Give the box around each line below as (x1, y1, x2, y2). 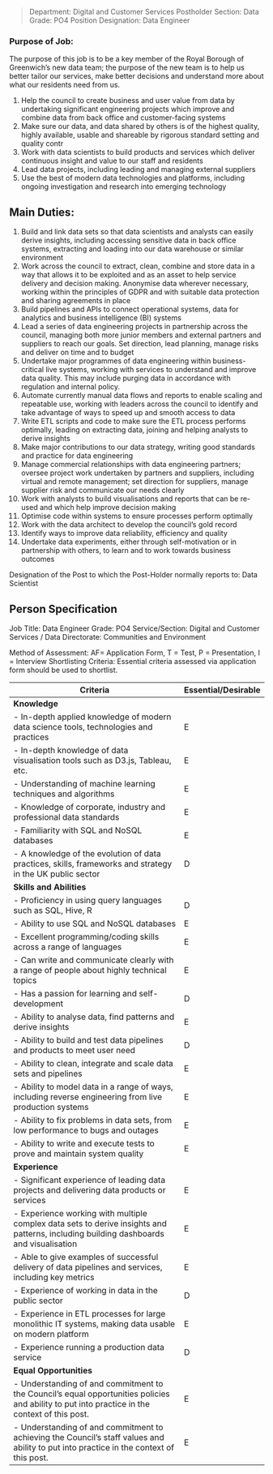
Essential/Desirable (183, 684, 261, 696)
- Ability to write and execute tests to (13, 1138, 155, 1149)
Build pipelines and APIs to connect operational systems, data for (20, 304, 239, 315)
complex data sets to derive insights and (13, 1218, 167, 1229)
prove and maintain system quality (13, 1147, 144, 1159)
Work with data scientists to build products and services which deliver (20, 148, 256, 157)
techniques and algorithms (13, 788, 115, 799)
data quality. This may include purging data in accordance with (20, 373, 231, 383)
